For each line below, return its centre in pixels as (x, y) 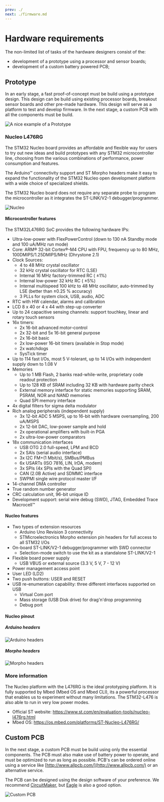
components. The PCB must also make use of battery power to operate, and (82, 754)
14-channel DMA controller (39, 484)
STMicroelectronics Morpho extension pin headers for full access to (88, 537)
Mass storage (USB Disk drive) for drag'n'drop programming (81, 600)
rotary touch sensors (33, 317)
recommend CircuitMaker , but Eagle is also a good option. (64, 785)
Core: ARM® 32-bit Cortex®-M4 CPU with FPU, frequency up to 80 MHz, (86, 249)
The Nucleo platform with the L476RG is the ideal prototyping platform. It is (81, 686)
